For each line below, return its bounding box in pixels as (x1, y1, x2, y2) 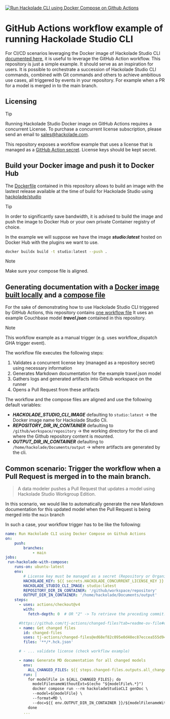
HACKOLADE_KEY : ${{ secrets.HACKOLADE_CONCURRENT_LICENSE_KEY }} (23, 578, 164, 583)
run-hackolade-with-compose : (7, 560, 69, 565)
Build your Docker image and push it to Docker (5, 161, 154, 170)
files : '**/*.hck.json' (23, 640, 73, 645)
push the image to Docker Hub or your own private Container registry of (5, 218, 155, 224)
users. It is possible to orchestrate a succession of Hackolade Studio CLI (5, 66, 157, 72)
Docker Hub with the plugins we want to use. (5, 239, 99, 245)
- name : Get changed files (18, 625, 76, 631)
